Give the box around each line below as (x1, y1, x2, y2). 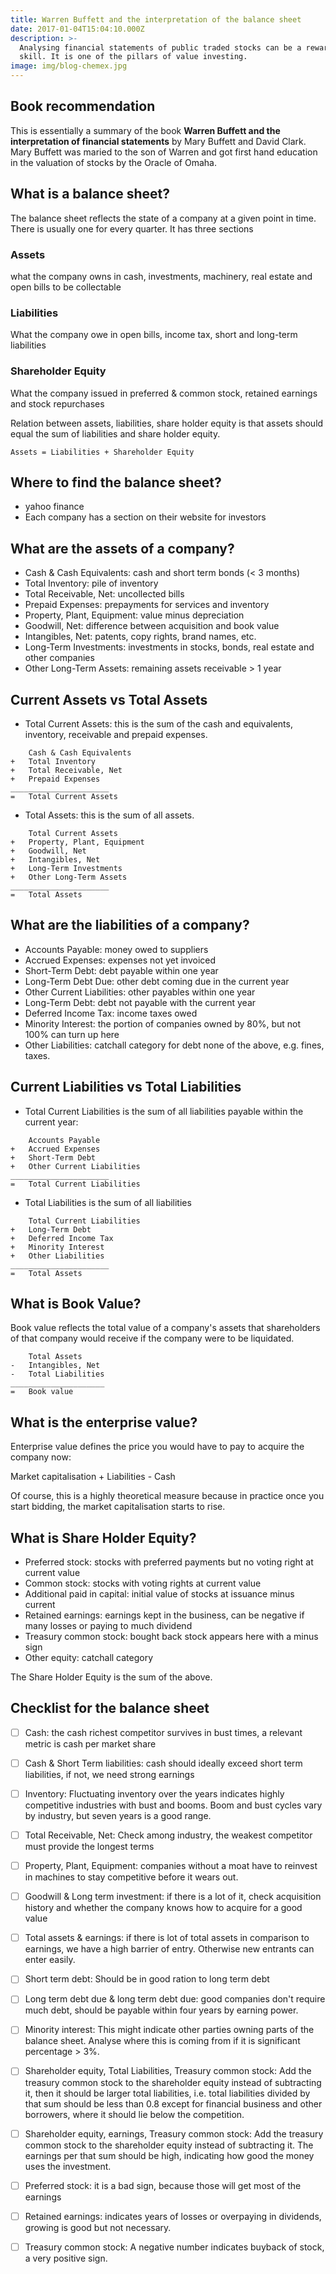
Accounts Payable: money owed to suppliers (24, 943, 209, 955)
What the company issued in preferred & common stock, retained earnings (10, 387, 318, 399)
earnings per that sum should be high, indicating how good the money (24, 2149, 315, 2161)
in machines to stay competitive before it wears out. (24, 1871, 239, 1883)
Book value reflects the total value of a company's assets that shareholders (10, 1322, 321, 1334)
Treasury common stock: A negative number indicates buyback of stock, (24, 2241, 325, 2253)
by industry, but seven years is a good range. (24, 1810, 212, 1822)
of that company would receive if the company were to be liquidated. (10, 1332, 295, 1345)
